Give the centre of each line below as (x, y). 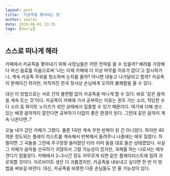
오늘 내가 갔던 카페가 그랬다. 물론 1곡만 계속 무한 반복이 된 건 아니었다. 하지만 (81, 130)
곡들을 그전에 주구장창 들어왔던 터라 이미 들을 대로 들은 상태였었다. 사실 (95, 142)
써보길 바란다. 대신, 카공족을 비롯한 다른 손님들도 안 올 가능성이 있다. (82, 168)
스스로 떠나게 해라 (32, 51)
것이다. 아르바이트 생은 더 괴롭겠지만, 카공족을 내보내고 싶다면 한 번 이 (88, 162)
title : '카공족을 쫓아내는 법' (34, 15)
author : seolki (21, 19)
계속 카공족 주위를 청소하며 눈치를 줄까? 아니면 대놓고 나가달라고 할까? (81, 76)
